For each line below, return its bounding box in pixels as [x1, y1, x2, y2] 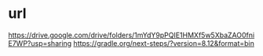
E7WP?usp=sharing [8, 38, 72, 47]
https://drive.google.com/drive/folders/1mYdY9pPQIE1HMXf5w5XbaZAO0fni [8, 30, 255, 40]
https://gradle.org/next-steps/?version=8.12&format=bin [73, 38, 255, 47]
